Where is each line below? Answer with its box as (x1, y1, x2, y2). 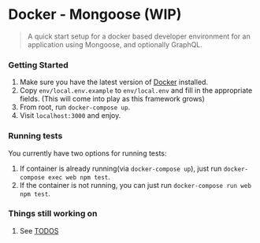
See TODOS (19, 226, 59, 235)
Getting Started (8, 59, 69, 70)
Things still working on (8, 208, 98, 219)
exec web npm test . (48, 171, 110, 182)
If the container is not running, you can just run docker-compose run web (19, 180, 252, 190)
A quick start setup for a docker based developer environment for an (27, 31, 251, 41)
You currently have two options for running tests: (8, 148, 167, 158)
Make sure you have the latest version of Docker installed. (19, 77, 209, 87)
